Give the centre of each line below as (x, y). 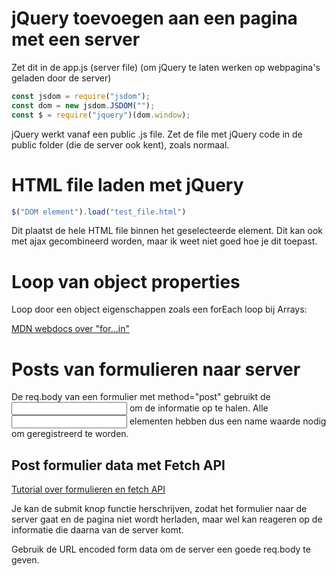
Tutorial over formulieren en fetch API (88, 489)
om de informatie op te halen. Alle (199, 408)
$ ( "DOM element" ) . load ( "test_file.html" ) (99, 212)
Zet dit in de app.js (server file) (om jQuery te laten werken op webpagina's (166, 67)
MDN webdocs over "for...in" (70, 329)
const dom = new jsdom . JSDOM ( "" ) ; (83, 105)
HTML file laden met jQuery (127, 184)
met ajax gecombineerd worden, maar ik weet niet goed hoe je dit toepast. (164, 241)
